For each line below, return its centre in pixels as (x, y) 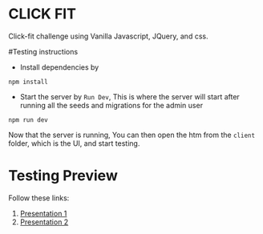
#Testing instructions (43, 51)
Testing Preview (63, 176)
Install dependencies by (59, 67)
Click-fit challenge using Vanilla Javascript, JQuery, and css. (108, 36)
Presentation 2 (44, 222)
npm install (28, 82)
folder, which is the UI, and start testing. (74, 143)
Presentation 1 (43, 213)
